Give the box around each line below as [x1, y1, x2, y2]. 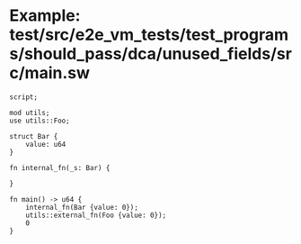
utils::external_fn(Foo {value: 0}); [25, 211, 167, 220]
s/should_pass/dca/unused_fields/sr [9, 44, 292, 64]
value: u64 [25, 140, 66, 149]
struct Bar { [9, 131, 58, 140]
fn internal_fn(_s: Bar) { [9, 163, 111, 172]
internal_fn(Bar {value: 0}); [25, 203, 139, 212]
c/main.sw [9, 63, 91, 84]
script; [9, 92, 39, 102]
